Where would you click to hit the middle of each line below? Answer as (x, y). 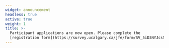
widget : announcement (28, 10)
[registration (24, 38)
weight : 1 (16, 24)
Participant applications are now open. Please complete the (75, 33)
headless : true (21, 14)
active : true (19, 19)
